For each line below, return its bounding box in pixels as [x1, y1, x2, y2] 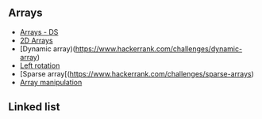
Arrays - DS [19, 27, 59, 36]
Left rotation [19, 61, 60, 70]
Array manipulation [19, 77, 83, 87]
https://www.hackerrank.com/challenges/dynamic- [75, 43, 243, 54]
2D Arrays [19, 35, 53, 45]
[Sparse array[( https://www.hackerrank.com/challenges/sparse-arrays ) [19, 69, 254, 78]
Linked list [8, 100, 60, 113]
